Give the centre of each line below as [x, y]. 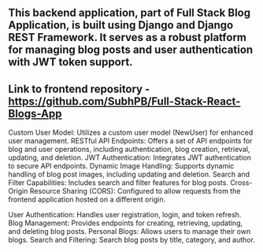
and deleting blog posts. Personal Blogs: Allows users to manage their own [130, 232]
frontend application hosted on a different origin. [87, 199]
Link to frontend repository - [79, 89]
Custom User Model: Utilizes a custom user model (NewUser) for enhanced [131, 132]
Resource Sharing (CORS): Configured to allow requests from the [135, 191]
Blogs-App [35, 113]
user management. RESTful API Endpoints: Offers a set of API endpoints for [130, 141]
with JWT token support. [70, 62]
